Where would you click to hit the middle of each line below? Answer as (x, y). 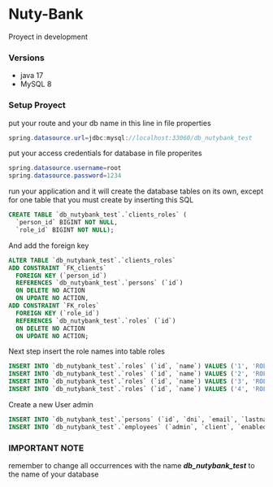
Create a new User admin (51, 404)
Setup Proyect (37, 105)
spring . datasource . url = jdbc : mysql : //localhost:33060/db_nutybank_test (130, 138)
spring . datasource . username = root (65, 168)
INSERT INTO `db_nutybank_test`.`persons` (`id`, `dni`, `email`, (123, 420)
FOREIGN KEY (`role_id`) (58, 313)
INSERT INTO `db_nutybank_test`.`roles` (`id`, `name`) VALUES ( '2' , (129, 374)
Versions (26, 58)
